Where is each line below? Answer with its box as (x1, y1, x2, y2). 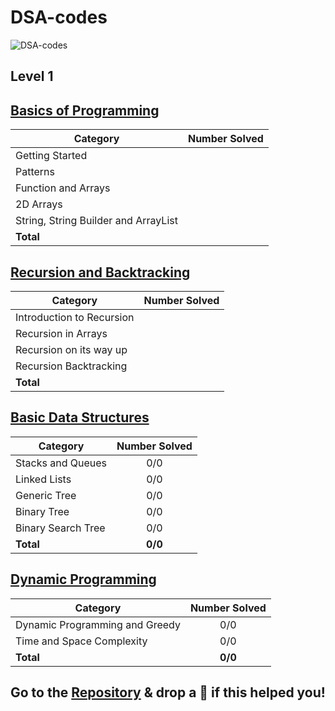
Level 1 (10, 68, 54, 85)
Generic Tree (15, 488, 77, 502)
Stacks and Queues (15, 456, 108, 470)
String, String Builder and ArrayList (15, 214, 178, 228)
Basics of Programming (10, 102, 160, 119)
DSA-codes (10, 6, 108, 29)
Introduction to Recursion (15, 310, 135, 324)
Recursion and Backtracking (10, 264, 191, 281)
